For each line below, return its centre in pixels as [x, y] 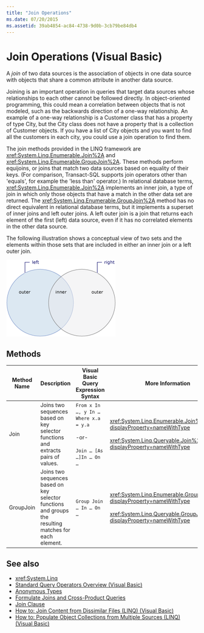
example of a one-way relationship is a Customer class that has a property [100, 118]
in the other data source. [37, 227]
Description [56, 383]
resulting [51, 523]
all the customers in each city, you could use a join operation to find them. [99, 137]
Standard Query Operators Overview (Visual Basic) [79, 585]
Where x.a [88, 418]
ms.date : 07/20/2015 [32, 19]
